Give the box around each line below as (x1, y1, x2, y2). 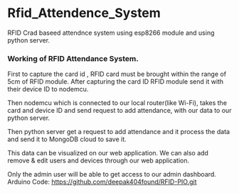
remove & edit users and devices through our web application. (7, 156, 190, 165)
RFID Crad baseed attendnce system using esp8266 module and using (7, 28, 215, 37)
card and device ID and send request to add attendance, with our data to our (7, 106, 232, 115)
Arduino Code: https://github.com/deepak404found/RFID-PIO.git (7, 177, 197, 186)
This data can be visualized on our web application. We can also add (7, 149, 208, 158)
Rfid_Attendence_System (7, 5, 161, 21)
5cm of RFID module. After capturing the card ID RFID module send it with (7, 77, 224, 86)
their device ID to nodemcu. (7, 85, 89, 94)
